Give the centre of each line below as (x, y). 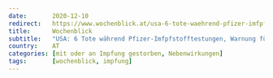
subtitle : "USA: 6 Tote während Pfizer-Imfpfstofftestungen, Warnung (132, 39)
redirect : (25, 24)
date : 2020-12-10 (49, 16)
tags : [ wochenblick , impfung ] (70, 62)
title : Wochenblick (50, 31)
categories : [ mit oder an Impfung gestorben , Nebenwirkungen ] (116, 54)
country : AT (34, 46)
